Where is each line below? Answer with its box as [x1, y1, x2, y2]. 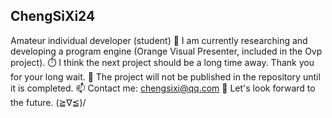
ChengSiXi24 [10, 8, 96, 25]
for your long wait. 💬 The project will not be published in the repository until [10, 70, 321, 83]
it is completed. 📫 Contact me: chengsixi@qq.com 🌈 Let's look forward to [10, 82, 316, 94]
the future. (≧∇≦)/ [10, 96, 87, 108]
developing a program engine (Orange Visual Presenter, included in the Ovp [10, 45, 323, 57]
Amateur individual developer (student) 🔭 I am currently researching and [10, 34, 308, 46]
